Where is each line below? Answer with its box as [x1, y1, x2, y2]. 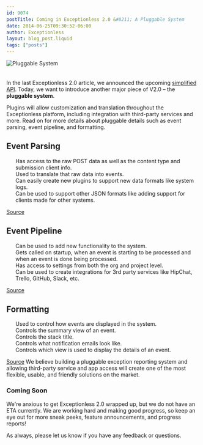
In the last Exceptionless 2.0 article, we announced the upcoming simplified [6, 79, 197, 86]
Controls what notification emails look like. [15, 340, 122, 347]
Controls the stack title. [15, 333, 75, 340]
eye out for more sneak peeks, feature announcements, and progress [6, 413, 182, 421]
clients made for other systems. [15, 196, 95, 204]
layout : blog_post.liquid [6, 35, 72, 42]
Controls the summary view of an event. [15, 327, 116, 334]
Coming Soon [6, 386, 48, 395]
